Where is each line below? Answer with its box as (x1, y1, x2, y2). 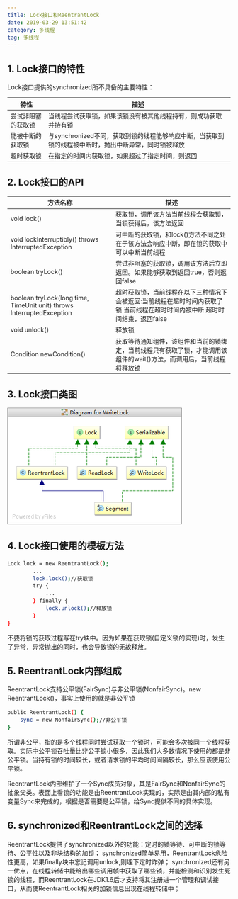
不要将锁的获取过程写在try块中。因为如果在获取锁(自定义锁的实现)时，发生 (7, 633, 225, 642)
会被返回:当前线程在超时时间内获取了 (115, 297, 223, 305)
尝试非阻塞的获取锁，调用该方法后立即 (115, 259, 228, 267)
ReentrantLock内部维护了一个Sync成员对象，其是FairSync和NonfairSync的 (7, 779, 226, 788)
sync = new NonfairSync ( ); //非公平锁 (20, 716, 127, 724)
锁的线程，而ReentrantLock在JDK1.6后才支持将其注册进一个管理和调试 (7, 875, 213, 883)
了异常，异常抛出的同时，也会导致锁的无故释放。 (7, 642, 150, 651)
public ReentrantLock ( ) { (7, 709, 84, 716)
